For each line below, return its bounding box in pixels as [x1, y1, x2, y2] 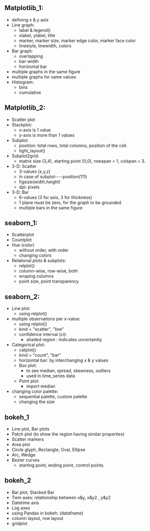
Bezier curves [11, 457, 40, 463]
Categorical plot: [11, 342, 45, 348]
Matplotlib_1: [4, 4, 44, 12]
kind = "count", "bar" [19, 352, 61, 358]
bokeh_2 [4, 476, 31, 485]
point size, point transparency [19, 278, 79, 285]
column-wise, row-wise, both [19, 268, 78, 274]
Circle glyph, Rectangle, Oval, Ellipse [11, 447, 86, 453]
